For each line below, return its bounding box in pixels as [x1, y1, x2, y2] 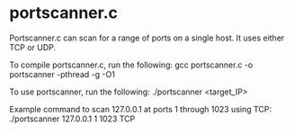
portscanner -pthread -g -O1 [9, 68, 115, 79]
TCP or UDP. [9, 41, 57, 52]
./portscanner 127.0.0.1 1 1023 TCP [9, 113, 136, 124]
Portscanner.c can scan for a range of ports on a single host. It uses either [9, 32, 285, 43]
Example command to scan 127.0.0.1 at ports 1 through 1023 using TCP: [9, 103, 272, 114]
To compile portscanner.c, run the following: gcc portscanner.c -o [9, 59, 254, 70]
